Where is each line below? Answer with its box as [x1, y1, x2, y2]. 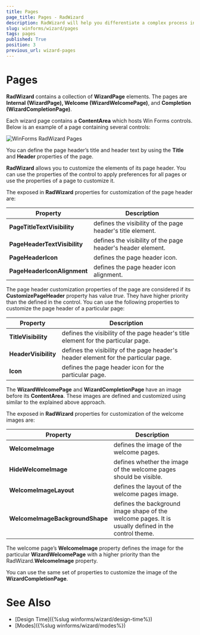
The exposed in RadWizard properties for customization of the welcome [6, 410, 184, 417]
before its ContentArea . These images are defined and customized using [6, 392, 186, 399]
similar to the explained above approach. [6, 399, 106, 406]
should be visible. [113, 472, 162, 481]
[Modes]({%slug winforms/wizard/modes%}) [14, 622, 126, 629]
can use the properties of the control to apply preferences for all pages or [6, 170, 187, 178]
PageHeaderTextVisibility [9, 239, 83, 248]
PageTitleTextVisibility [9, 223, 74, 231]
